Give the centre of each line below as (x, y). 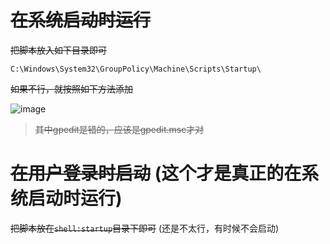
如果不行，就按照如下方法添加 (71, 88)
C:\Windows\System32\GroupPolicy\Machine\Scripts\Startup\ (136, 69)
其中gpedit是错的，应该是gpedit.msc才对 (119, 129)
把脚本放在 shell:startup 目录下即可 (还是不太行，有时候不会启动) (145, 228)
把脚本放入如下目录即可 (58, 50)
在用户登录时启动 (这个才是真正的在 (156, 173)
